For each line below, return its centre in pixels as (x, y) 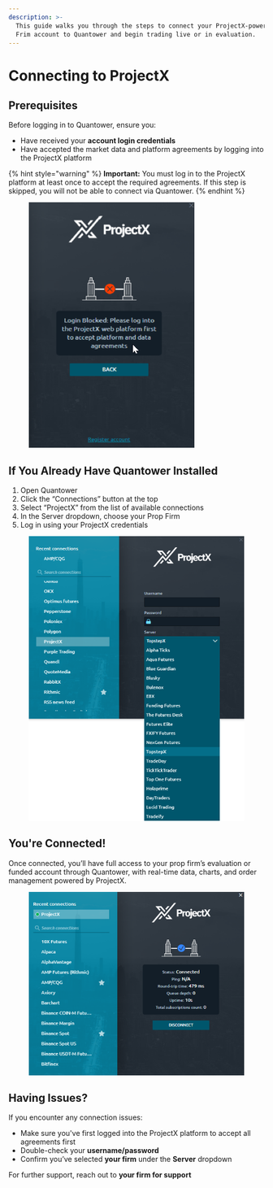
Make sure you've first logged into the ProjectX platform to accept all (135, 1134)
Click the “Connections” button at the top (89, 499)
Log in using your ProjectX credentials (84, 525)
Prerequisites (43, 105)
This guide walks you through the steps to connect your (114, 26)
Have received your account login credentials (98, 141)
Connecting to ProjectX (89, 75)
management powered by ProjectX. (68, 880)
